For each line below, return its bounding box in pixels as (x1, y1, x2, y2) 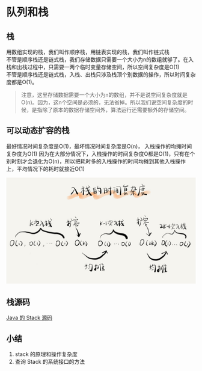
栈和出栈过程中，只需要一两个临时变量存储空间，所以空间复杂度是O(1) (6, 64, 180, 70)
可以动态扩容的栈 (6, 126, 70, 136)
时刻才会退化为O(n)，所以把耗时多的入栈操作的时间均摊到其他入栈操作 (11, 158, 186, 165)
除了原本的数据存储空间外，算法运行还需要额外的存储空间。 (41, 106, 190, 113)
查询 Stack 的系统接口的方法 (14, 358, 85, 365)
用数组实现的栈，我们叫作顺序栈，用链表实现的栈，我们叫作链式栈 (6, 49, 170, 55)
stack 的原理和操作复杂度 (14, 350, 78, 358)
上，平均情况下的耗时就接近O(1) (6, 165, 85, 172)
